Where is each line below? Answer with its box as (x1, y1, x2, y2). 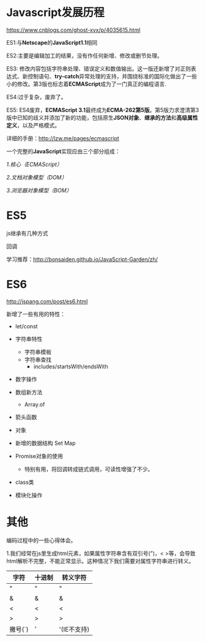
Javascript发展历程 (6, 6, 105, 20)
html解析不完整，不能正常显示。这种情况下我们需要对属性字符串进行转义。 (6, 557, 195, 564)
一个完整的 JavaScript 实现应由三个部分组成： (6, 148, 121, 155)
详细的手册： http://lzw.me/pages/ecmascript (6, 134, 119, 142)
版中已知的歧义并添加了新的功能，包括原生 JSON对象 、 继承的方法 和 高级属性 (6, 114, 198, 121)
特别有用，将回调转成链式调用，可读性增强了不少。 (24, 465, 154, 472)
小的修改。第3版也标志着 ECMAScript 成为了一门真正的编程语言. (6, 80, 166, 88)
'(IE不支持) (59, 625, 90, 633)
